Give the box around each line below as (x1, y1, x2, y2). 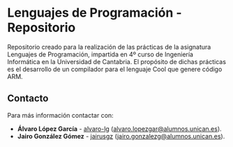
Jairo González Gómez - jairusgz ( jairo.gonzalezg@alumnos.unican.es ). (17, 132, 225, 140)
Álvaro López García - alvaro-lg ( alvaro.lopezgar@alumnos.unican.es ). (17, 124, 222, 133)
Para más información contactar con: (7, 111, 114, 119)
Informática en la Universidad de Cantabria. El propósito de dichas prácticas (7, 57, 227, 65)
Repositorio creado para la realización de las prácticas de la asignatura (7, 42, 211, 51)
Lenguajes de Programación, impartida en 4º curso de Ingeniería (7, 50, 194, 59)
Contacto (7, 93, 49, 105)
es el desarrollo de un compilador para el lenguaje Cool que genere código (7, 65, 223, 73)
